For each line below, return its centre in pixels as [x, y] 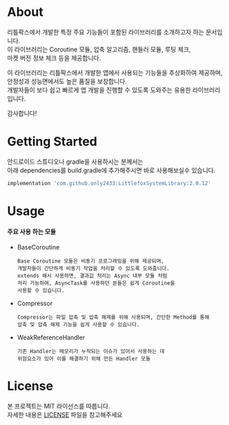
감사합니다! [22, 113]
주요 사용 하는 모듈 [32, 232]
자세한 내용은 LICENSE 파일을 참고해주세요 [65, 415]
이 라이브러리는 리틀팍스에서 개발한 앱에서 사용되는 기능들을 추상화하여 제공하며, [115, 73]
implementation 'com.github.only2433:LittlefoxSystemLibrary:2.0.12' [109, 183]
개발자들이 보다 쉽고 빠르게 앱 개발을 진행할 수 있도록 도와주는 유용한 [99, 90]
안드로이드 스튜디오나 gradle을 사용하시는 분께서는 [75, 161]
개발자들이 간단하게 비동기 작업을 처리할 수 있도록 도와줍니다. [93, 269]
